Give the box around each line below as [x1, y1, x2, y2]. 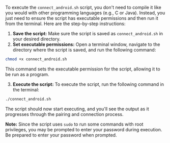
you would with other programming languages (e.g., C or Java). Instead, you [5, 10, 165, 16]
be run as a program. [5, 71, 49, 77]
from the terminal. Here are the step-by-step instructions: [5, 20, 126, 27]
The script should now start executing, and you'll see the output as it [5, 106, 149, 112]
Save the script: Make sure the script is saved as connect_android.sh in [12, 31, 163, 36]
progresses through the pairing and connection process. [5, 111, 124, 117]
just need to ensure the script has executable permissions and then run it [5, 15, 159, 21]
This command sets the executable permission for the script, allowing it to [5, 66, 160, 72]
